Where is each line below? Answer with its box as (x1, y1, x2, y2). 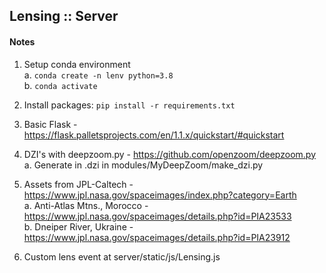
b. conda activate (23, 79, 98, 91)
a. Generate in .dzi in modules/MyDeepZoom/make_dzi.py (23, 159, 264, 171)
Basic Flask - (23, 118, 78, 130)
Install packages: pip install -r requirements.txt (23, 99, 236, 111)
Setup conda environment (23, 58, 131, 70)
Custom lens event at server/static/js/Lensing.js (23, 250, 221, 263)
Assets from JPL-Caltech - (23, 178, 134, 190)
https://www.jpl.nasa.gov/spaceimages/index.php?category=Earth (23, 189, 297, 201)
